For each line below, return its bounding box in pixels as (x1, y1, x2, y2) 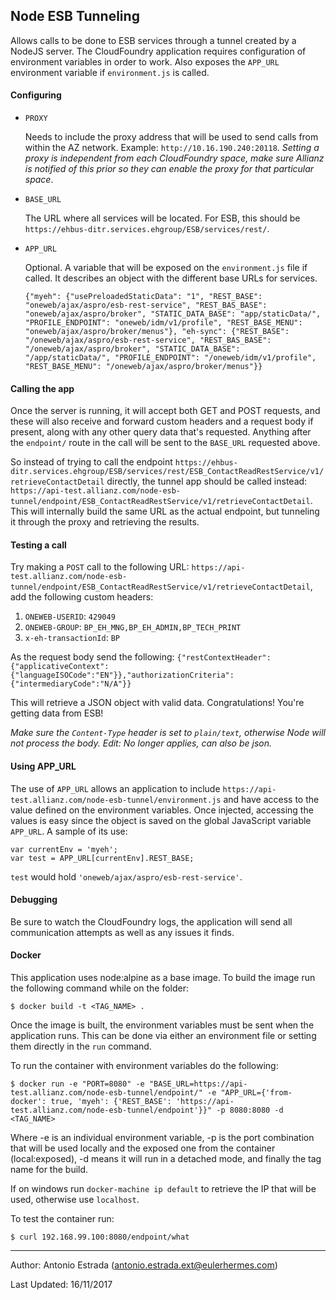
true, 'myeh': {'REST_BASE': (50, 1097, 172, 1107)
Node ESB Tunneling (10, 8, 140, 25)
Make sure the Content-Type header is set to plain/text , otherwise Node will (10, 727, 327, 739)
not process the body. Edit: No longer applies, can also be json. (10, 737, 273, 749)
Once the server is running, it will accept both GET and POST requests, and (10, 405, 321, 417)
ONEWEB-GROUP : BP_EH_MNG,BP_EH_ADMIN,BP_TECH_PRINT (24, 621, 242, 633)
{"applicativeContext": (10, 662, 110, 672)
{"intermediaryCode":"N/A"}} (10, 679, 132, 689)
